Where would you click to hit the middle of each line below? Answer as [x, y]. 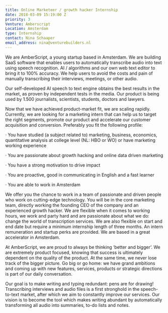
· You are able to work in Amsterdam [43, 184]
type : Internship [23, 33]
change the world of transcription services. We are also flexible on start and [84, 221]
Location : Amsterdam [27, 29]
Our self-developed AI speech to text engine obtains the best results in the [82, 88]
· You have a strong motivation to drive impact [53, 165]
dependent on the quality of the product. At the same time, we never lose [81, 257]
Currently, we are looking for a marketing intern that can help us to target [81, 114]
